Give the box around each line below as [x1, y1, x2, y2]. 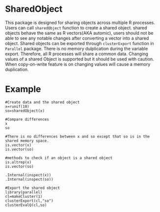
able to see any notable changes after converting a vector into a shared [5, 35, 149, 41]
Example [5, 84, 41, 95]
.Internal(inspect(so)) [5, 177, 54, 182]
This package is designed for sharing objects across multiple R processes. [5, 20, 156, 25]
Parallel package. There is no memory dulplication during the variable [5, 46, 148, 51]
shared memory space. [5, 138, 49, 143]
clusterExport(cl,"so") [5, 198, 54, 203]
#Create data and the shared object [5, 99, 80, 105]
